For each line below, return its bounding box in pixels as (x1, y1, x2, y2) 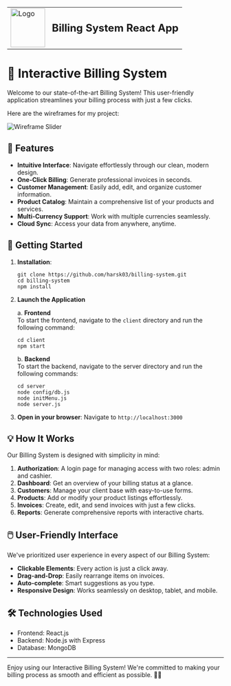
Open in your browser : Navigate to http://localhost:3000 (16, 413, 184, 421)
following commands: (16, 369, 78, 378)
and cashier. (16, 472, 53, 480)
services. (16, 205, 43, 213)
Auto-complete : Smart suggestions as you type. (16, 579, 155, 587)
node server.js (16, 401, 61, 407)
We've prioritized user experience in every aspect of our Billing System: (7, 551, 210, 559)
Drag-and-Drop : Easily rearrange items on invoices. (16, 572, 165, 580)
